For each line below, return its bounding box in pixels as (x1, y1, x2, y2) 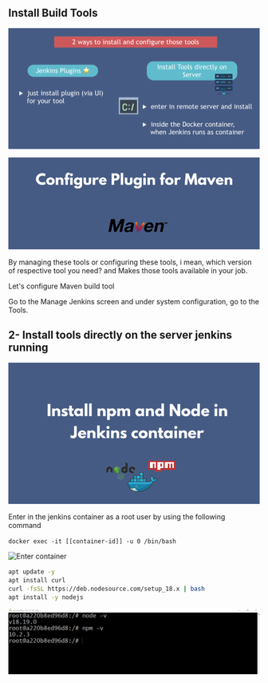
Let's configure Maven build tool (8, 281, 115, 291)
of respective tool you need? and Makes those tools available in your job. (8, 265, 248, 275)
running (8, 341, 49, 355)
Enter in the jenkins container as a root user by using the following (8, 512, 226, 522)
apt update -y (8, 568, 56, 576)
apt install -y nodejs (8, 593, 84, 602)
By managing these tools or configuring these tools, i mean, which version (8, 257, 253, 267)
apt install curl (8, 576, 66, 584)
